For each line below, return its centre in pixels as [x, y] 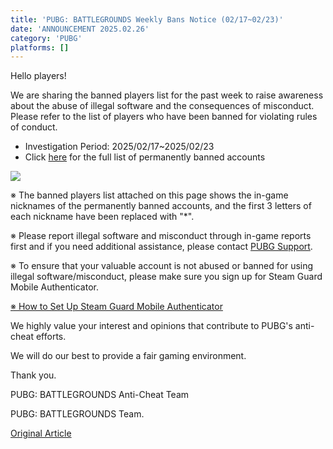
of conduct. [34, 127]
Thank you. [33, 375]
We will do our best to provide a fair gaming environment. [128, 356]
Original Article [41, 433]
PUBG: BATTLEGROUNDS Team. [77, 414]
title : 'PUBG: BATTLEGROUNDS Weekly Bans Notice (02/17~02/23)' [147, 19]
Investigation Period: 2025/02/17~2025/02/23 [119, 147]
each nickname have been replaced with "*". [102, 217]
